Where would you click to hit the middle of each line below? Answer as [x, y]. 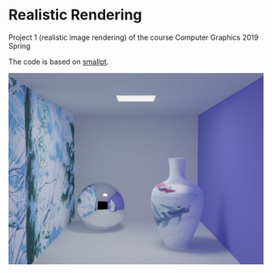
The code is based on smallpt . [59, 62]
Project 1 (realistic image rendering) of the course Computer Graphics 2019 [134, 37]
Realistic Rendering [75, 15]
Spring [19, 45]
